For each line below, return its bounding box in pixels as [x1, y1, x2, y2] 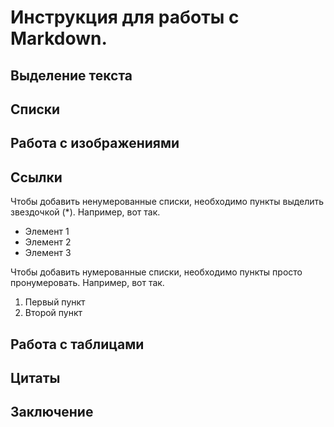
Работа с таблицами [10, 336, 145, 353]
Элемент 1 [24, 226, 70, 238]
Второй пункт [24, 307, 83, 319]
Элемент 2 [24, 236, 72, 248]
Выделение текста [10, 67, 133, 84]
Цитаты [10, 369, 61, 386]
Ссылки [10, 169, 63, 186]
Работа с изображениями [10, 135, 180, 152]
